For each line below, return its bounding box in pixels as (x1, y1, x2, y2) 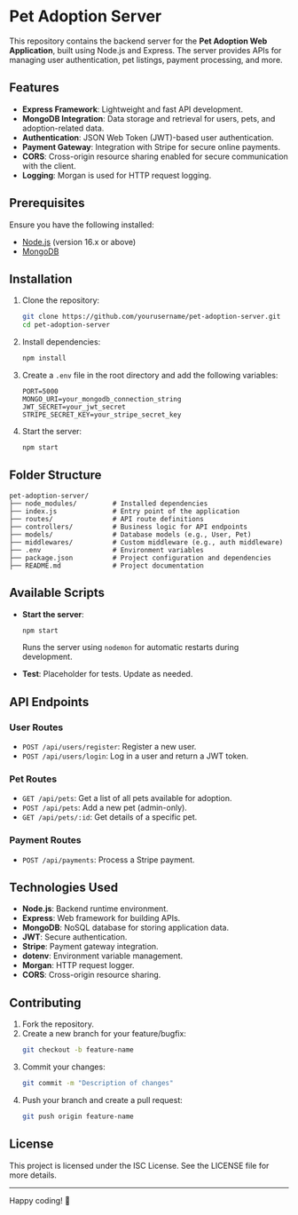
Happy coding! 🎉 (9, 1195, 71, 1205)
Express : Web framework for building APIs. (21, 913, 181, 924)
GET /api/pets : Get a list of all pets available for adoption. (21, 793, 232, 804)
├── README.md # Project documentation (9, 561, 204, 570)
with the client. (21, 160, 77, 171)
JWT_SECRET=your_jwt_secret (21, 402, 126, 411)
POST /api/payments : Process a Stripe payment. (21, 854, 195, 865)
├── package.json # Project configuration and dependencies (9, 553, 272, 562)
